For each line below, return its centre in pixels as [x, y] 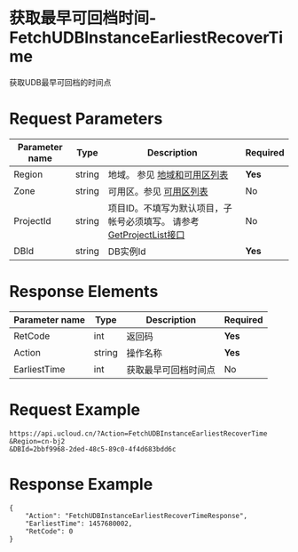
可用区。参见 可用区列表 [158, 191]
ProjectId [32, 220]
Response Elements [84, 292]
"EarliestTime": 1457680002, [79, 524]
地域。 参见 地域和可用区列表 [168, 174]
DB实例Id [127, 252]
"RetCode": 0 [49, 531]
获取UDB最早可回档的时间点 [60, 82]
